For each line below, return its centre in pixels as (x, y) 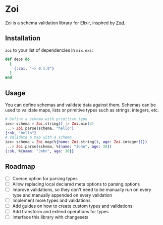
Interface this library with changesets (50, 217)
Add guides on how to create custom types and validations (72, 206)
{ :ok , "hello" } (21, 133)
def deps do (17, 59)
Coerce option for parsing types (45, 178)
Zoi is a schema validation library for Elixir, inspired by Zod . (65, 23)
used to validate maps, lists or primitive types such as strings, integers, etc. (82, 110)
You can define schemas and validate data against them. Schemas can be (81, 105)
